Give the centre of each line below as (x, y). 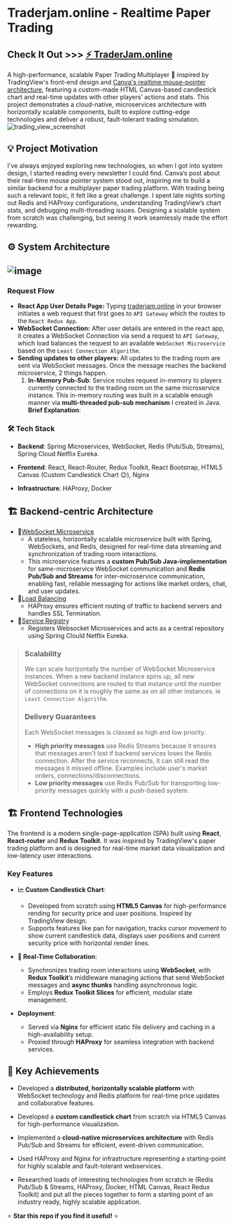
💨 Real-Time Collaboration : (57, 956)
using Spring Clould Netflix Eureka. (78, 636)
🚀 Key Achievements (53, 1071)
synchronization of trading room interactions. (93, 554)
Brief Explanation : (55, 410)
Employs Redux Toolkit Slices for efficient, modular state (110, 992)
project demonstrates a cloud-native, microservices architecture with (107, 104)
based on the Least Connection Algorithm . (79, 350)
